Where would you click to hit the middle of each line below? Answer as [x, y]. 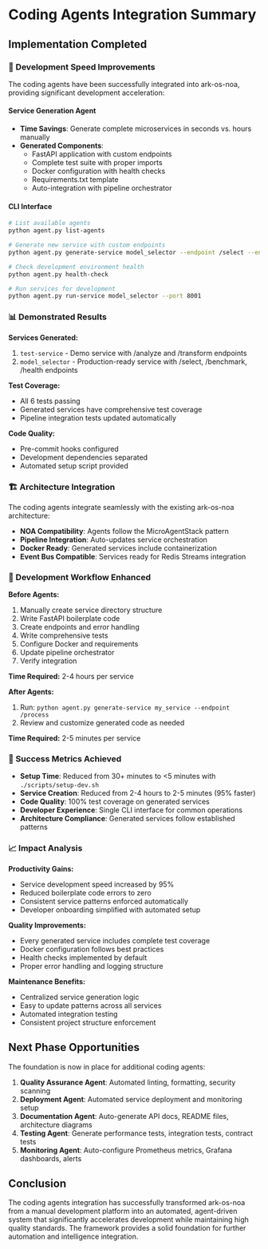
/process [34, 715]
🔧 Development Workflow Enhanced [80, 577]
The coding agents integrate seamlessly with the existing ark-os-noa [121, 507]
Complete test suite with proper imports [97, 163]
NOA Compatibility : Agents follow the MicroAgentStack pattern [124, 531]
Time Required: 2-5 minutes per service [75, 738]
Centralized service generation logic [79, 997]
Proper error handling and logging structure [91, 966]
